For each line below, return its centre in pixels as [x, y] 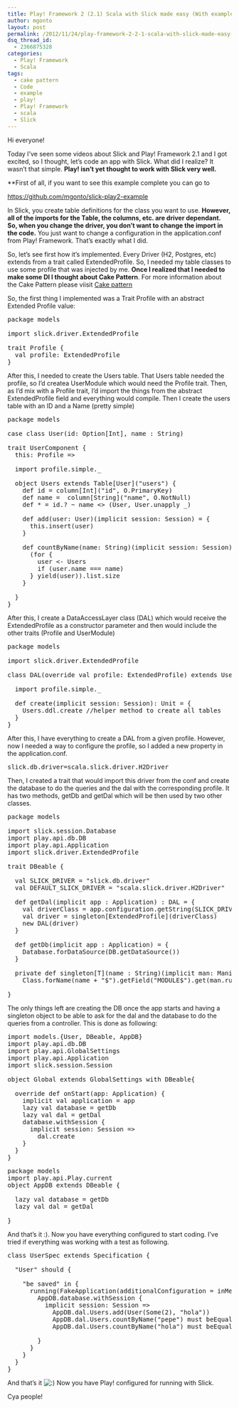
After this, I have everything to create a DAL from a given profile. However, [116, 738]
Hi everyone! [26, 140]
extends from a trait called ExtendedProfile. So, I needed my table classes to [119, 262]
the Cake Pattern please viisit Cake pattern [70, 284]
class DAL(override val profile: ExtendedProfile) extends [113, 675]
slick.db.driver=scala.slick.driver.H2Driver [88, 767]
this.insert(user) [62, 526]
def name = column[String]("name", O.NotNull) [107, 497]
